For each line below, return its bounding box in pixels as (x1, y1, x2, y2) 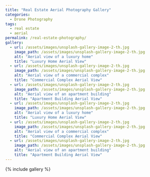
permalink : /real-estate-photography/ (5, 36, 87, 41)
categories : (5, 12, 30, 17)
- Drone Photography (10, 17, 53, 22)
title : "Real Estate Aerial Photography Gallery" (5, 7, 112, 13)
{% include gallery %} (5, 166, 51, 172)
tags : (5, 21, 17, 27)
